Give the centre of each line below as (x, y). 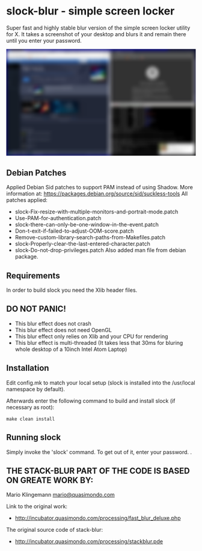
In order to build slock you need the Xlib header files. (72, 290)
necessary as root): (30, 407)
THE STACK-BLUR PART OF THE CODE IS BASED (98, 471)
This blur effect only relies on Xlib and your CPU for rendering (91, 336)
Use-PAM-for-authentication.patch (58, 218)
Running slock (34, 437)
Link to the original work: (37, 506)
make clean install (31, 419)
